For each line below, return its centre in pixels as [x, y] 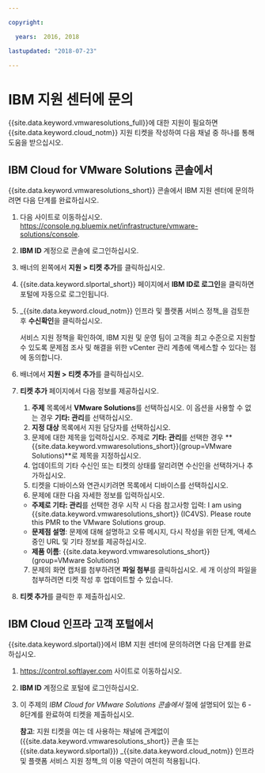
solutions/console [49, 235]
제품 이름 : [46, 552]
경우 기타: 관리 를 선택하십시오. [86, 418]
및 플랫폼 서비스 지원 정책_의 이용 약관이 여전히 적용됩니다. [110, 760]
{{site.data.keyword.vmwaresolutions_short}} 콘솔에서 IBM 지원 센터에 [121, 190]
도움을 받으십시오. [36, 142]
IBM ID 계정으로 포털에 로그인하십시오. [79, 688]
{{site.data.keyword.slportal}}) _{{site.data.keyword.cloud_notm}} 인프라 [137, 751]
